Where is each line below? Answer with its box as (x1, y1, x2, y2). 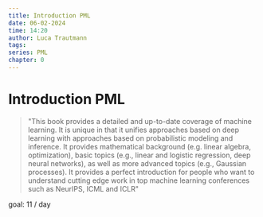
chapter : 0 (8, 56, 45, 64)
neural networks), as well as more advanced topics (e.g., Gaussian (27, 158, 247, 168)
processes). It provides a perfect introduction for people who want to (27, 167, 255, 176)
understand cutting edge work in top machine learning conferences (27, 176, 250, 185)
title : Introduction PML (8, 11, 91, 20)
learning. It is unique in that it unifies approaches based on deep (27, 125, 240, 134)
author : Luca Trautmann (8, 33, 88, 42)
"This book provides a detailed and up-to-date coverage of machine (27, 116, 253, 126)
